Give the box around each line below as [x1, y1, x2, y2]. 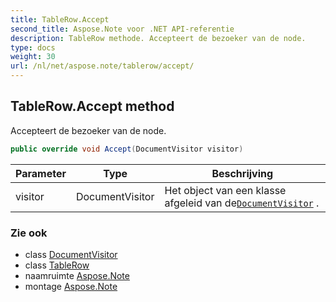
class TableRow [24, 259, 90, 271]
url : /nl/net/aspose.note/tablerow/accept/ [10, 61, 195, 71]
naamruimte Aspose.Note [24, 269, 130, 281]
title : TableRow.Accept [10, 14, 110, 25]
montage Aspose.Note [24, 280, 118, 292]
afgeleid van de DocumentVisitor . [164, 196, 320, 210]
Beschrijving [211, 166, 274, 180]
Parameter [15, 166, 67, 180]
